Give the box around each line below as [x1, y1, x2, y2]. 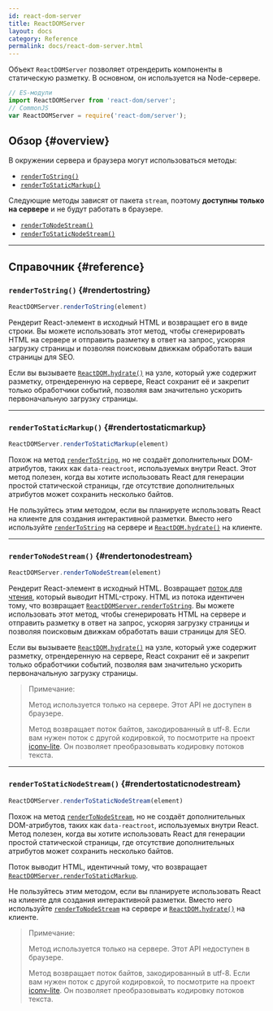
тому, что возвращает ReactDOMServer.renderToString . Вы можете [8, 601, 235, 611]
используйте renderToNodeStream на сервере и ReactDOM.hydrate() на [8, 904, 245, 913]
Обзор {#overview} [8, 134, 110, 148]
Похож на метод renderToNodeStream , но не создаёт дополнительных [8, 811, 245, 821]
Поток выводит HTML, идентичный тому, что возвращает [8, 861, 207, 871]
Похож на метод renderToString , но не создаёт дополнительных [8, 455, 232, 464]
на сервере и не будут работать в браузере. [8, 204, 164, 214]
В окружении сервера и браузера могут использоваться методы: [8, 155, 237, 165]
